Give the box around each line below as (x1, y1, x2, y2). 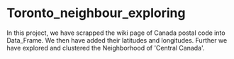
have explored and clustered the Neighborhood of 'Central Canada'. (6, 43, 205, 52)
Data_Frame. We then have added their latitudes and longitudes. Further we (6, 36, 228, 44)
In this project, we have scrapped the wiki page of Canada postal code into (6, 28, 225, 37)
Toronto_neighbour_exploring (6, 5, 186, 21)
